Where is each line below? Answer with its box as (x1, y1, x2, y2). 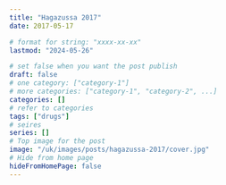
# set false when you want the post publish (9, 62, 178, 71)
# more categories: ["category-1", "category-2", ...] (9, 87, 218, 96)
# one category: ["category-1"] (9, 79, 130, 88)
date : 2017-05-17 (9, 21, 74, 30)
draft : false (9, 71, 58, 80)
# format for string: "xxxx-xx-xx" (9, 38, 142, 46)
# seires (9, 120, 42, 130)
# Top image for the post (9, 137, 105, 146)
